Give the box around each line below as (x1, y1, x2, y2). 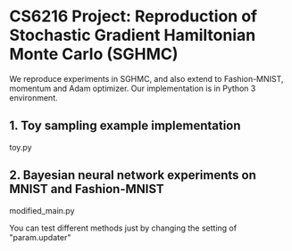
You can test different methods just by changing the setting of (9, 223, 238, 233)
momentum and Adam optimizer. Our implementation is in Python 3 (9, 83, 256, 93)
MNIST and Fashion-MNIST (9, 182, 165, 197)
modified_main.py (9, 205, 75, 215)
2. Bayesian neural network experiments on (9, 167, 257, 183)
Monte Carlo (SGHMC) (9, 45, 179, 64)
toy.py (9, 142, 33, 152)
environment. (9, 92, 58, 103)
